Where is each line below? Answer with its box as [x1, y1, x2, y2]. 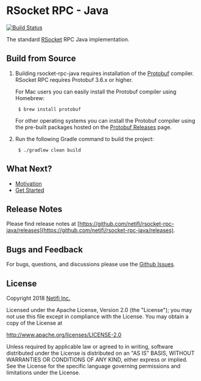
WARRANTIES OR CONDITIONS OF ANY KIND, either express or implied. [6, 356, 188, 363]
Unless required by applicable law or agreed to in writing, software [6, 343, 174, 350]
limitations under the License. [6, 369, 80, 376]
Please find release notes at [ [6, 220, 80, 228]
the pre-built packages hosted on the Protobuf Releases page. [15, 123, 172, 131]
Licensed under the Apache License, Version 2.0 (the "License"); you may [6, 307, 192, 313]
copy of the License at [6, 319, 63, 327]
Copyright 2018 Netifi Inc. [6, 294, 71, 302]
